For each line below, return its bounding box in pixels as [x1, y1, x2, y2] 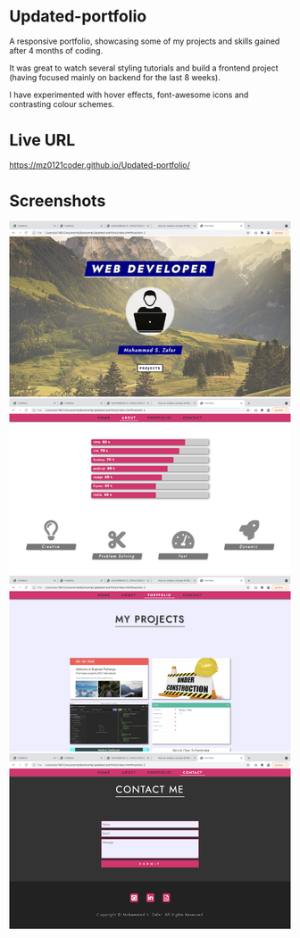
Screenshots [9, 191, 106, 212]
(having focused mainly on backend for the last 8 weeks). [9, 71, 221, 82]
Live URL [9, 130, 76, 151]
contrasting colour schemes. [9, 98, 114, 109]
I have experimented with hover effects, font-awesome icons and [9, 89, 249, 100]
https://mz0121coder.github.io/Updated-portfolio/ [9, 159, 190, 170]
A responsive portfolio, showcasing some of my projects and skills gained [9, 36, 280, 46]
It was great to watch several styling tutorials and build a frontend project [9, 62, 279, 73]
